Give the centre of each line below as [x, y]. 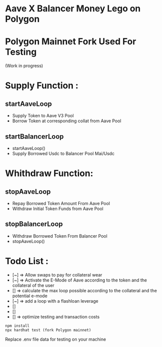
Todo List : [27, 261]
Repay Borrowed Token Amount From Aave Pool [61, 203]
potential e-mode [30, 296]
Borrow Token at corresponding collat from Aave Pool [67, 121]
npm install [17, 326]
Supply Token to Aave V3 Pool [43, 116]
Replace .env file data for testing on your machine [56, 339]
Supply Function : [42, 86]
